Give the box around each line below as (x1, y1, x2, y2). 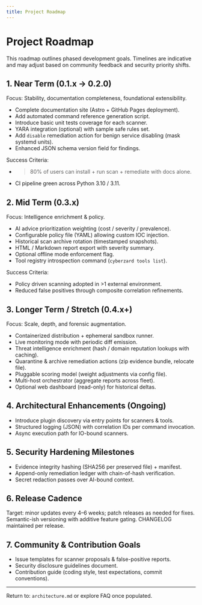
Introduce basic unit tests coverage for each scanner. (14, 119, 148, 127)
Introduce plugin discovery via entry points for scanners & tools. (14, 417, 174, 424)
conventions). (14, 575, 49, 582)
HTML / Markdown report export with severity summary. (14, 244, 155, 252)
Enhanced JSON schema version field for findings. (14, 145, 141, 152)
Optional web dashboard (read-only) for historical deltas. (14, 384, 156, 390)
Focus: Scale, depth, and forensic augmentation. (6, 320, 126, 328)
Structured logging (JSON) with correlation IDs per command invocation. (14, 423, 195, 430)
